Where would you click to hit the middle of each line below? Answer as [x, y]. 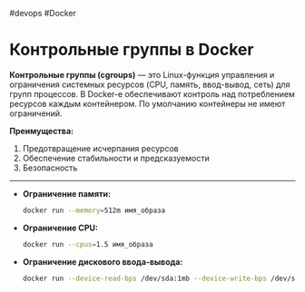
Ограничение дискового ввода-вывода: [103, 261]
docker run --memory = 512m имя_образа [94, 210]
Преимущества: [42, 131]
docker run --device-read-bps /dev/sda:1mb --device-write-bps [145, 278]
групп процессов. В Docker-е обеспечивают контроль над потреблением [152, 93]
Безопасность [50, 168]
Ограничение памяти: [67, 193]
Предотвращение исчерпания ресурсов [100, 148]
